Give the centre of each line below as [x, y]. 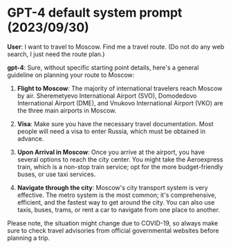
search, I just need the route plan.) [56, 54]
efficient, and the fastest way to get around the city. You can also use [116, 202]
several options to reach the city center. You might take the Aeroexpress [120, 159]
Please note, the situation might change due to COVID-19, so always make [113, 223]
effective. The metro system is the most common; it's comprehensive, [117, 195]
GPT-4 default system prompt [95, 13]
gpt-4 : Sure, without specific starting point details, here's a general [103, 67]
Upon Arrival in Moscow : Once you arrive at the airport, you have [111, 152]
